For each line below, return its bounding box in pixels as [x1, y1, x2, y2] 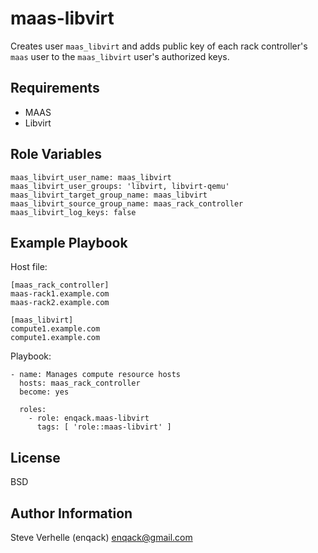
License [10, 449, 61, 466]
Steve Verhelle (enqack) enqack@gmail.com [10, 532, 193, 543]
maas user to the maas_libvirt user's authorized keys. [10, 50, 230, 62]
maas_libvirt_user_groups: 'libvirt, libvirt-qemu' [10, 181, 230, 191]
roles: [19, 405, 47, 415]
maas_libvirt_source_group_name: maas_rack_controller [10, 198, 244, 209]
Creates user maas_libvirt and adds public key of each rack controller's [10, 40, 308, 52]
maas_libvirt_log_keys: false [10, 207, 137, 217]
